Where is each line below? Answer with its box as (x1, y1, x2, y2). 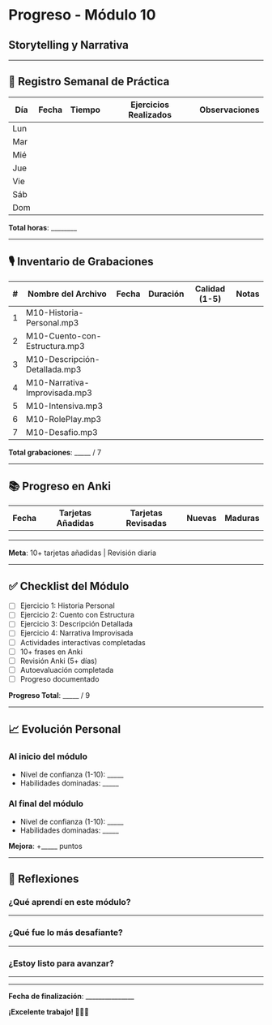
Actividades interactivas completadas (19, 637, 146, 647)
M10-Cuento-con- (25, 330, 102, 342)
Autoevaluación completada (19, 665, 114, 674)
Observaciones (199, 104, 260, 115)
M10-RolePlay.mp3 (25, 413, 102, 424)
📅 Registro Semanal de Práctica (8, 75, 170, 88)
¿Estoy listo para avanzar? (8, 958, 115, 969)
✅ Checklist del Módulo (8, 579, 130, 593)
